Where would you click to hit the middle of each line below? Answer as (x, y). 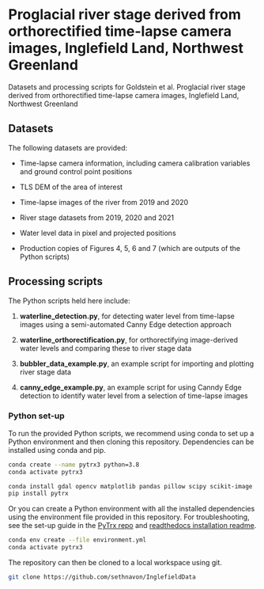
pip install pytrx (38, 494)
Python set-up (36, 416)
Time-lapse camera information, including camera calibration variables (135, 163)
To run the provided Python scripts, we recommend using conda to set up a (131, 433)
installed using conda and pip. (57, 450)
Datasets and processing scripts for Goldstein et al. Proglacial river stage (127, 87)
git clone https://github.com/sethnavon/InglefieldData (102, 577)
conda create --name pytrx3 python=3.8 (74, 465)
